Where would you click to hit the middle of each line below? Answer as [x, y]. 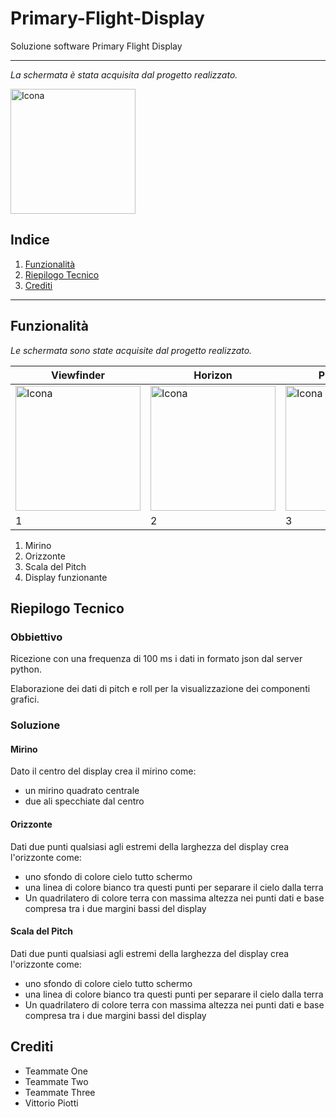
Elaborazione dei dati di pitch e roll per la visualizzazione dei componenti [160, 689]
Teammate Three [60, 1092]
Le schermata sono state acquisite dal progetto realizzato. [131, 350]
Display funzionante [66, 577]
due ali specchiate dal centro [84, 801]
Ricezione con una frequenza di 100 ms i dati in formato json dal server [156, 659]
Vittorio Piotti [51, 1103]
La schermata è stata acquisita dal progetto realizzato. [124, 74]
